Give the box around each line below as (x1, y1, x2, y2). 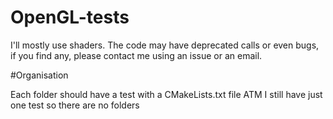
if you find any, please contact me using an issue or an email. (10, 49, 263, 61)
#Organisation (10, 69, 69, 81)
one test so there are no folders (10, 99, 140, 111)
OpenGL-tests (10, 6, 130, 29)
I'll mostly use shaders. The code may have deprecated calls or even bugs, (10, 39, 320, 51)
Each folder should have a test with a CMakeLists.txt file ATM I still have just (10, 88, 323, 100)
